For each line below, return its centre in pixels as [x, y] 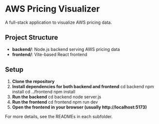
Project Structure [32, 38]
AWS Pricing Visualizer [53, 9]
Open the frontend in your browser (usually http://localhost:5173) [79, 107]
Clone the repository [33, 81]
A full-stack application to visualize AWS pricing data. [59, 22]
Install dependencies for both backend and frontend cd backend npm [83, 86]
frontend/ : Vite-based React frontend [49, 54]
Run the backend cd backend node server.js [56, 97]
